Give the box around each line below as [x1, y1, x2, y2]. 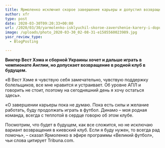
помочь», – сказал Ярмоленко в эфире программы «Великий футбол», [5, 132, 154, 138]
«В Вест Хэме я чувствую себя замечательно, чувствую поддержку [5, 76, 149, 82]
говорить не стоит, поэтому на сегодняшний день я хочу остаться [5, 87, 144, 93]
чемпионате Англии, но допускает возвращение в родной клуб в [5, 62, 146, 68]
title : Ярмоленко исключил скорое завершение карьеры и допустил [5, 7, 141, 12]
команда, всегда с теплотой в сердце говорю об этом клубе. [5, 112, 134, 118]
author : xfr [5, 12, 29, 17]
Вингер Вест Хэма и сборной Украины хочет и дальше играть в [5, 57, 142, 63]
